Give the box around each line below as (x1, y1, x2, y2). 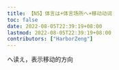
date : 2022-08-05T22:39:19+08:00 (7, 23, 103, 30)
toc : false (7, 16, 38, 23)
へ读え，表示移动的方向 (7, 56, 73, 64)
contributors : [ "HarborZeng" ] (7, 36, 94, 43)
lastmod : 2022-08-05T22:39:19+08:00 (7, 29, 111, 36)
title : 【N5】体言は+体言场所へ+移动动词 (7, 10, 113, 17)
